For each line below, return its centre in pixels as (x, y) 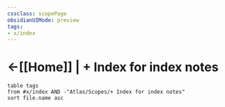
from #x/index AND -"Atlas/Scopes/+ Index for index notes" (96, 92)
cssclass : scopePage (37, 14)
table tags (23, 86)
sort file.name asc (36, 98)
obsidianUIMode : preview (43, 20)
